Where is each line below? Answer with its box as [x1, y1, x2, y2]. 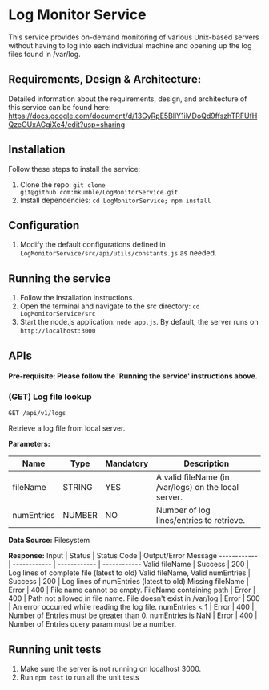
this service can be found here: [8, 102, 111, 112]
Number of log [155, 504, 211, 516]
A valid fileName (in [155, 472, 230, 483]
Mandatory [105, 458, 149, 469]
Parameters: [8, 439, 50, 449]
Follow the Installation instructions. [19, 293, 134, 303]
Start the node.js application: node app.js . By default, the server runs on [19, 317, 259, 327]
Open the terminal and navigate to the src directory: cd [19, 301, 200, 311]
